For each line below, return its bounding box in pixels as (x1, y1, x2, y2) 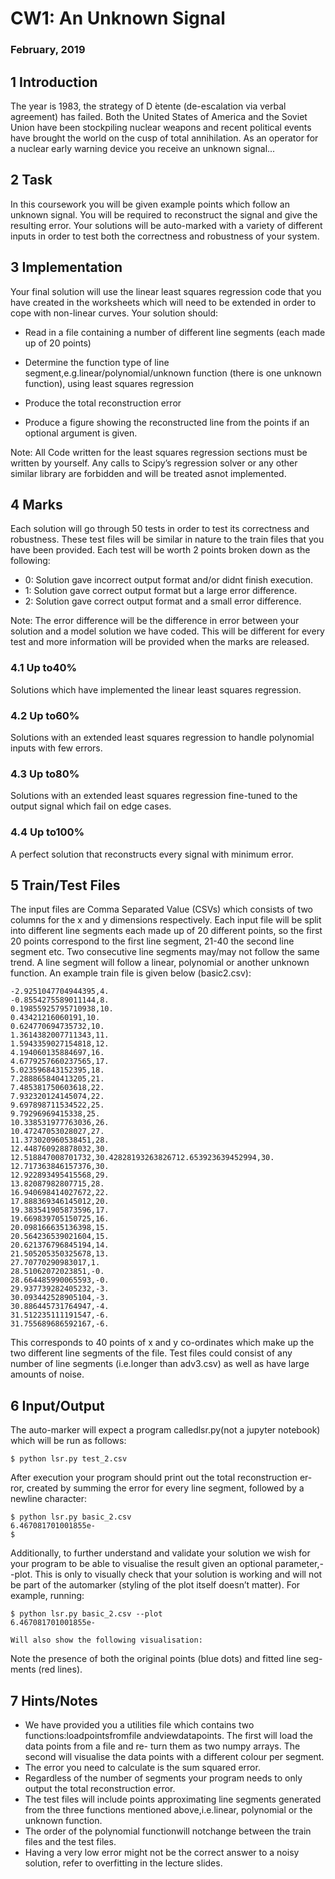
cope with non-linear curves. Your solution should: (10, 307, 219, 319)
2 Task (10, 172, 53, 189)
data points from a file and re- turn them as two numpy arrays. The (24, 1740, 301, 1752)
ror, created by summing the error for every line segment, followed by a (10, 1482, 305, 1494)
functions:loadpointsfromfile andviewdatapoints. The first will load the (24, 1729, 313, 1741)
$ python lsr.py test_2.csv (10, 1454, 128, 1464)
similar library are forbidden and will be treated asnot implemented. (10, 467, 287, 479)
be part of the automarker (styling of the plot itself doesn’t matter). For (10, 1579, 301, 1591)
